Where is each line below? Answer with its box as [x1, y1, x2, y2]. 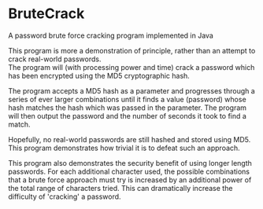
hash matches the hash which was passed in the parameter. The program [8, 103, 246, 112]
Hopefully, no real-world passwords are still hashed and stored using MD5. [8, 134, 251, 144]
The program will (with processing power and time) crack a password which [8, 62, 255, 71]
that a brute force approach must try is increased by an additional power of [8, 174, 252, 185]
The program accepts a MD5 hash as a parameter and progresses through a [8, 86, 256, 95]
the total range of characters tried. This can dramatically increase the [8, 183, 233, 192]
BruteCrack [8, 5, 85, 23]
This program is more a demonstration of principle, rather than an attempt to [8, 46, 256, 55]
